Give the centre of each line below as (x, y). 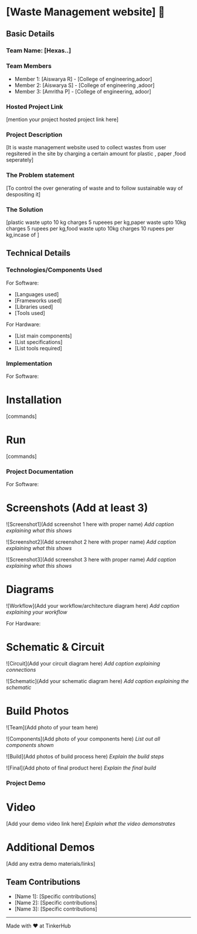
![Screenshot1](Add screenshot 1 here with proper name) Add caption (90, 524)
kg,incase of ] (23, 235)
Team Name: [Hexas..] (39, 51)
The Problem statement (40, 175)
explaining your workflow (37, 612)
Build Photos (38, 711)
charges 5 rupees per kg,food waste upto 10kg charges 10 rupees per (90, 228)
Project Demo (26, 783)
